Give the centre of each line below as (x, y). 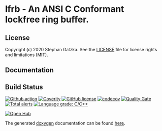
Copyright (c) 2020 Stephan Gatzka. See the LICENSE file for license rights (81, 49)
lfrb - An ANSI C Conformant (65, 9)
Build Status (24, 87)
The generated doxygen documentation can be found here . (65, 123)
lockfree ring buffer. (47, 19)
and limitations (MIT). (27, 55)
